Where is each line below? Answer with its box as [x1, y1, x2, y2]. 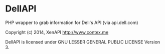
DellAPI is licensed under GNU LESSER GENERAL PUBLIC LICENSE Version [5, 38, 160, 45]
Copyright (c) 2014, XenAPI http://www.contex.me [5, 29, 109, 35]
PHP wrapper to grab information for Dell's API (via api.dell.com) [5, 19, 138, 25]
